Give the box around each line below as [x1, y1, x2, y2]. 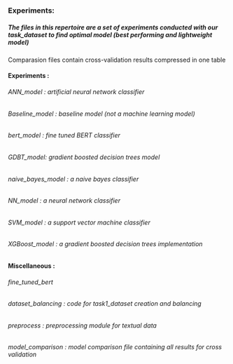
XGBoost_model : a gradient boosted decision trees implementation [8, 240, 203, 248]
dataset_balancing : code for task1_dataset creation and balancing [8, 299, 202, 308]
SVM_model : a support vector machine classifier [8, 218, 151, 227]
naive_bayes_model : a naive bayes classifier [8, 175, 139, 183]
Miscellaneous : [8, 262, 55, 270]
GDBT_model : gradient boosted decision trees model [8, 153, 160, 161]
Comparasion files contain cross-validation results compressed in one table [8, 55, 226, 64]
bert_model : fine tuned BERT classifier [8, 131, 121, 140]
